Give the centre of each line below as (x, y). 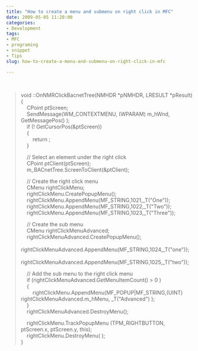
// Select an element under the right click (76, 157)
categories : (21, 23)
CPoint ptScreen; (47, 107)
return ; (41, 139)
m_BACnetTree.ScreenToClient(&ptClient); (78, 169)
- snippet (18, 50)
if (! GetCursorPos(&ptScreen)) (64, 127)
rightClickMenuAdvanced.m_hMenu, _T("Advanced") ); (88, 299)
